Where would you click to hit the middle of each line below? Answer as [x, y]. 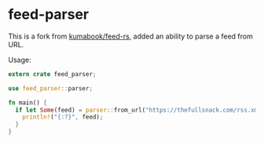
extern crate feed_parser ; [52, 74]
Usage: [20, 60]
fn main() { [27, 103]
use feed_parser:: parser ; [50, 88]
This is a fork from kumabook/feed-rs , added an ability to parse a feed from [130, 36]
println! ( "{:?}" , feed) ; [63, 117]
